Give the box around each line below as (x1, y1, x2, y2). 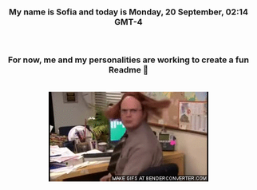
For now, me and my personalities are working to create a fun (7, 54, 250, 65)
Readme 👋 (109, 65, 148, 76)
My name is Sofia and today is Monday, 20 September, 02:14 (9, 6, 248, 18)
